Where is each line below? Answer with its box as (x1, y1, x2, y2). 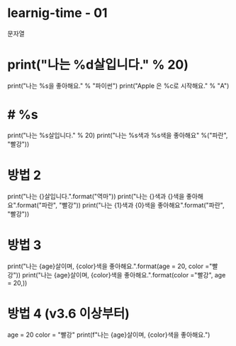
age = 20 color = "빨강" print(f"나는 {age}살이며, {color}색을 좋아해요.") (7, 330, 210, 339)
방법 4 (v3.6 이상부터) (7, 306, 130, 321)
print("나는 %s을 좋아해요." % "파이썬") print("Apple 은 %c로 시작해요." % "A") (7, 81, 230, 90)
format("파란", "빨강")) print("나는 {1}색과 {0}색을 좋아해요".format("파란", (17, 200, 225, 209)
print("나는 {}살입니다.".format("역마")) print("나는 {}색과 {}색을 (7, 192, 185, 200)
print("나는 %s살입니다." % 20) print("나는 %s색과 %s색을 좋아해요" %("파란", (7, 131, 228, 139)
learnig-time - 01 (7, 5, 108, 21)
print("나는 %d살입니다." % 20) (7, 57, 189, 73)
